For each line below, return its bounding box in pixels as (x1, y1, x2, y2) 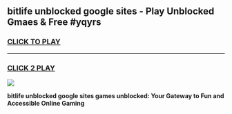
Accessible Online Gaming (7, 99, 85, 107)
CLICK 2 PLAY (7, 63, 55, 73)
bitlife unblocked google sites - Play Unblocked (7, 6, 215, 17)
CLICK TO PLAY (7, 37, 61, 47)
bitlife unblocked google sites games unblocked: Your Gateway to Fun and (7, 91, 224, 99)
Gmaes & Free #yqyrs (7, 17, 101, 28)
